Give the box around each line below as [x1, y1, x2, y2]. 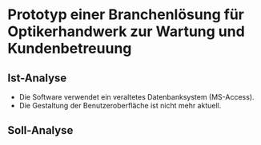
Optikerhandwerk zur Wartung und [7, 22, 245, 41]
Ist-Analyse [7, 71, 67, 84]
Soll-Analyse [7, 123, 74, 137]
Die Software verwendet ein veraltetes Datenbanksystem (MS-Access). [18, 92, 255, 101]
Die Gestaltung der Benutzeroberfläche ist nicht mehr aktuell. [18, 101, 222, 110]
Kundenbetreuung [7, 40, 132, 57]
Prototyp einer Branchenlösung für [7, 6, 245, 24]
